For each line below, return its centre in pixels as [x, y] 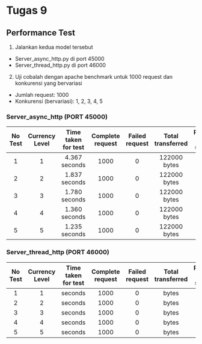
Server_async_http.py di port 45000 [60, 59]
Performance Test [41, 33]
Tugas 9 [27, 11]
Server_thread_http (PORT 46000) [58, 252]
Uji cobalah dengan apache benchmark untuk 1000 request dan [94, 77]
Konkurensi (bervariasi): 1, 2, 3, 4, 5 [59, 101]
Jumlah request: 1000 [42, 95]
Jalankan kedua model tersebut [54, 47]
